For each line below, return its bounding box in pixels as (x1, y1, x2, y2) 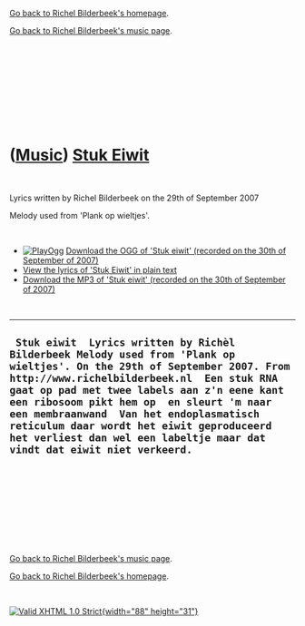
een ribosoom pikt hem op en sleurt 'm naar (9, 396, 272, 409)
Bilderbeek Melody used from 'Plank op (9, 348, 236, 361)
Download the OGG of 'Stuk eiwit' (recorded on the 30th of (65, 245, 287, 256)
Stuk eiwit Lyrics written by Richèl (15, 336, 236, 349)
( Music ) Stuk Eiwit (9, 145, 150, 166)
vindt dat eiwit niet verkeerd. (9, 444, 193, 456)
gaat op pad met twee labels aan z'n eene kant (9, 384, 284, 397)
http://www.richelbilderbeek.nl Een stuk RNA (9, 372, 279, 385)
